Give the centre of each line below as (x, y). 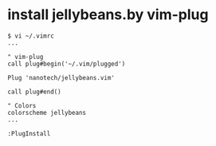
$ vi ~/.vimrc (31, 36)
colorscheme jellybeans (47, 112)
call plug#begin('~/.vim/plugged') (67, 64)
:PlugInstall (29, 133)
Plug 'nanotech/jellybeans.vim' (61, 77)
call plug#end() (34, 92)
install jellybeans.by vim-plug (108, 15)
